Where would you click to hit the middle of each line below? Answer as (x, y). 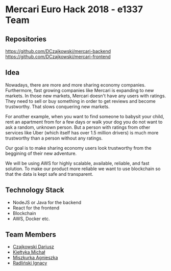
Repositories (26, 39)
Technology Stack (35, 190)
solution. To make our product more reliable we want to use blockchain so (83, 169)
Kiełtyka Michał (29, 252)
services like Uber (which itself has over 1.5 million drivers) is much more (82, 132)
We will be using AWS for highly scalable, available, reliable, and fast (77, 163)
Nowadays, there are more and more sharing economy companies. (76, 85)
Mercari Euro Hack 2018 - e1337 (74, 9)
